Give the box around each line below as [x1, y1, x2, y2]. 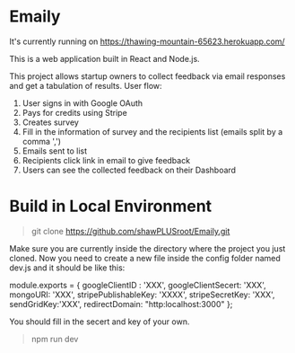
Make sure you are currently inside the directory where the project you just [9, 243, 286, 253]
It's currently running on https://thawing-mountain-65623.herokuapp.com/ [9, 36, 285, 47]
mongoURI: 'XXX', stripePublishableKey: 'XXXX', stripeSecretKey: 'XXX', [9, 289, 275, 300]
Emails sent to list [22, 146, 88, 156]
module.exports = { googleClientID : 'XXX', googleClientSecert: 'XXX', [9, 279, 266, 290]
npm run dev [30, 333, 79, 344]
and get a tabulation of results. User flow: [9, 80, 163, 91]
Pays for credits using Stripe [22, 107, 127, 118]
